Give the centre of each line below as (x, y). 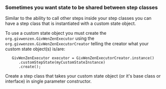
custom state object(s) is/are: (35, 49)
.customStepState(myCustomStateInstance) (62, 63)
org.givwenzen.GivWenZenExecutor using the (50, 38)
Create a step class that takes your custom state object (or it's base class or (83, 76)
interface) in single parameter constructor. (48, 82)
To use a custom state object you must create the (56, 33)
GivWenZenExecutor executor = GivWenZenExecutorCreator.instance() (83, 58)
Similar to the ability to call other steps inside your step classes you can (78, 18)
